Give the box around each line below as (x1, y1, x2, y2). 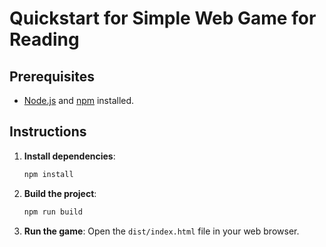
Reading (9, 28, 80, 51)
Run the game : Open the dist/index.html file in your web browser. (23, 225, 300, 237)
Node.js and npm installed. (23, 95, 135, 106)
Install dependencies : (23, 150, 116, 162)
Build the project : (23, 187, 97, 199)
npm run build (23, 207, 83, 217)
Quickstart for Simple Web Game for (9, 7, 317, 30)
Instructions (9, 123, 87, 141)
